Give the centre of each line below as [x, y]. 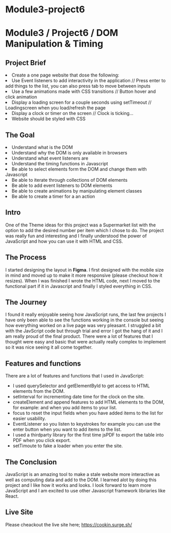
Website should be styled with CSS [49, 119]
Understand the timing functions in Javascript [60, 164]
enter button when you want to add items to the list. [67, 429]
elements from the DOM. [39, 391]
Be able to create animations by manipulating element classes [77, 191]
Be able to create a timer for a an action [54, 196]
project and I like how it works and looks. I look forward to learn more [78, 485]
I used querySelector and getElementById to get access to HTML [81, 386]
